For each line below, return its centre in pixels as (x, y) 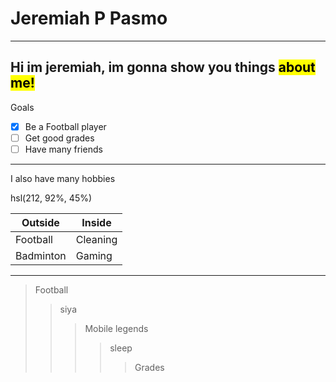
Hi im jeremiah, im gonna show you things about (163, 67)
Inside (96, 222)
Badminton (41, 255)
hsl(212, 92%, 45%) (51, 198)
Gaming (94, 255)
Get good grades (59, 138)
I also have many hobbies (63, 178)
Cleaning (96, 239)
